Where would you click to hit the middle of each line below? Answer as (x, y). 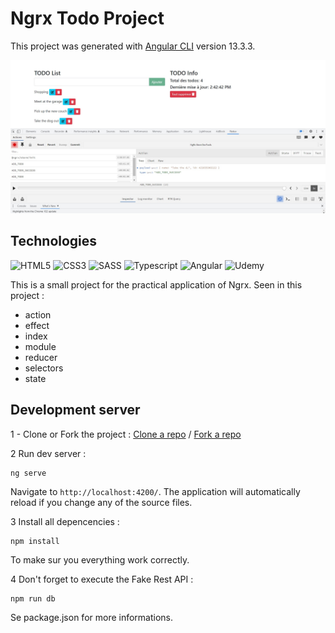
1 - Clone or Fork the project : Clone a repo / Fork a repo (126, 434)
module (40, 346)
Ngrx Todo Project (87, 18)
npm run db (33, 598)
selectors (44, 368)
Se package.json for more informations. (92, 617)
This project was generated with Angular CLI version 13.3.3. (133, 46)
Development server (75, 410)
